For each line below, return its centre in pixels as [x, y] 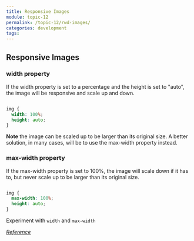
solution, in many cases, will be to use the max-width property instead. [92, 143]
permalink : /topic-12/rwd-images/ [48, 22]
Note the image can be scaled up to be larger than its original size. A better [97, 136]
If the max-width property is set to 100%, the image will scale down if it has [97, 170]
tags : [13, 34]
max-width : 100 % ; [33, 198]
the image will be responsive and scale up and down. [71, 93]
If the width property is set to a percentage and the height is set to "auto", [95, 86]
